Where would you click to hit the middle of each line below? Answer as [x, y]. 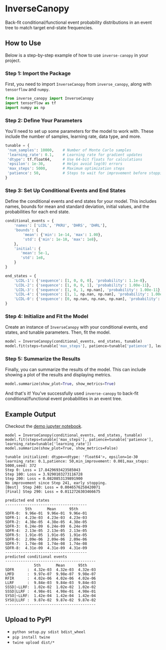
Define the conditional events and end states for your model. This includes [81, 201]
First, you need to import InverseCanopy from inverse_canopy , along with [78, 84]
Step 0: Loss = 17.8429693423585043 [43, 470]
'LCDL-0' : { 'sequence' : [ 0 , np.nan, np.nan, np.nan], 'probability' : [87, 299]
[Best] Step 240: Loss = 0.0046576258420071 [53, 487]
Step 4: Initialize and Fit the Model [47, 316]
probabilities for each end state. [38, 212]
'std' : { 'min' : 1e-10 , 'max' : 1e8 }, [61, 239]
